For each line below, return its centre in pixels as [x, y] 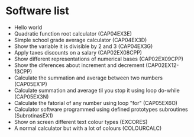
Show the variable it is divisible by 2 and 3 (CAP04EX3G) [83, 46]
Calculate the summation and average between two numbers [88, 78]
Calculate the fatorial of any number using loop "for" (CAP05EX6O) [96, 103]
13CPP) [23, 71]
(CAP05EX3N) [31, 97]
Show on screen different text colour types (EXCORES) [81, 122]
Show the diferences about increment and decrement [79, 65]
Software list [37, 11]
